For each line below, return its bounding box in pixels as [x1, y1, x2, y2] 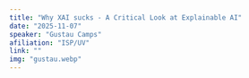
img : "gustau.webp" [9, 55, 82, 64]
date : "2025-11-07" [9, 22, 82, 30]
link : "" [9, 47, 42, 56]
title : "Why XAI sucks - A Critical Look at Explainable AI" [9, 13, 243, 22]
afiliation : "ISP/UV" [9, 38, 90, 48]
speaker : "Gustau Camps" [9, 30, 102, 39]
